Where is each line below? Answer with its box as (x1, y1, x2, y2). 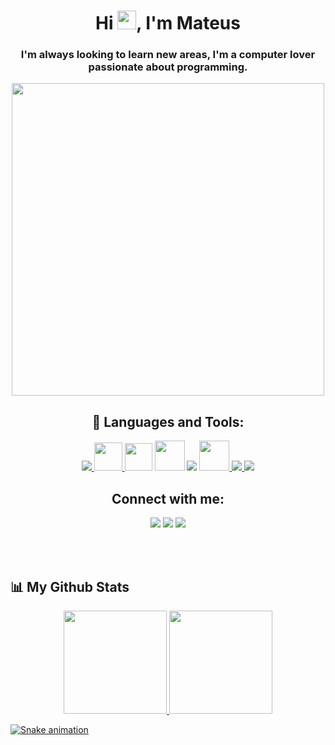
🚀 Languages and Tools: (91, 413, 245, 430)
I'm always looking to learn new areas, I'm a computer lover (20, 48, 316, 62)
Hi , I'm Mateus (95, 12, 241, 35)
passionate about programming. (88, 60, 248, 74)
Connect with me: (111, 490, 225, 507)
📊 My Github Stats (10, 578, 130, 595)
